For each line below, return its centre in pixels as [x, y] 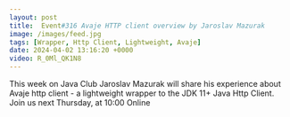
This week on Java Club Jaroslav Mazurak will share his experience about [145, 84]
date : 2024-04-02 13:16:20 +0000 [71, 51]
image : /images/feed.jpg [55, 34]
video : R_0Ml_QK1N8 [46, 58]
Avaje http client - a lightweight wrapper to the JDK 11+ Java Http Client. [142, 93]
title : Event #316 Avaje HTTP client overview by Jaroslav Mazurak [137, 26]
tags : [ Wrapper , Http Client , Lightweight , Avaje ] [105, 42]
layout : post [33, 17]
